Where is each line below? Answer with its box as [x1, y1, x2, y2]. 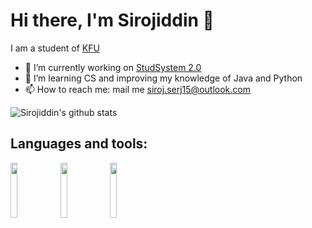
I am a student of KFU [10, 42, 100, 54]
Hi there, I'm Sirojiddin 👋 [10, 9, 215, 32]
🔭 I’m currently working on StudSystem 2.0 [24, 61, 202, 73]
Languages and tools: [10, 135, 148, 153]
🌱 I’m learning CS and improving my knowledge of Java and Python [24, 72, 303, 84]
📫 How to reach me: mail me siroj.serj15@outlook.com [24, 83, 251, 95]
